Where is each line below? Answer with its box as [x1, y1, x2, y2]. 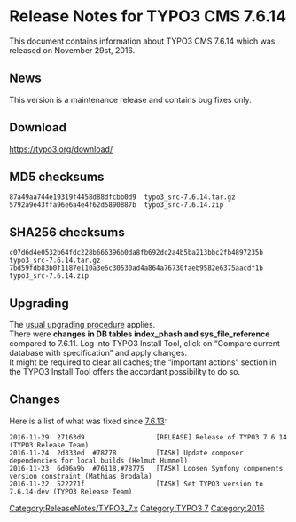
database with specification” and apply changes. [9, 348, 188, 358]
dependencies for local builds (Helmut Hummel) [9, 455, 189, 465]
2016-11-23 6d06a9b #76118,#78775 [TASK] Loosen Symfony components [9, 463, 284, 472]
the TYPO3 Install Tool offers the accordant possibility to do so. [9, 367, 241, 376]
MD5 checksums [9, 169, 105, 184]
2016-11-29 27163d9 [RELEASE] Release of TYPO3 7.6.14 [9, 432, 288, 441]
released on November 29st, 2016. [9, 44, 136, 55]
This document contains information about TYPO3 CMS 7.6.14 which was [9, 36, 276, 46]
